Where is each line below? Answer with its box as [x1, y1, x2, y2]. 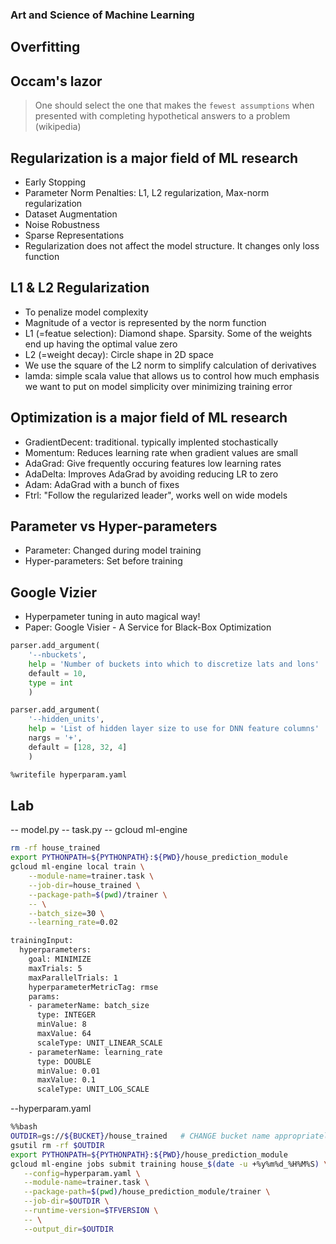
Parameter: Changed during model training [24, 544, 202, 557]
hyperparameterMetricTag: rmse [28, 982, 159, 992]
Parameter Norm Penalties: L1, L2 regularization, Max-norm [24, 186, 270, 198]
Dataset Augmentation [24, 208, 118, 220]
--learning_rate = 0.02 [28, 918, 118, 928]
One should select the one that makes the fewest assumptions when [34, 99, 315, 112]
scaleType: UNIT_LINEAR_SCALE [36, 1038, 163, 1048]
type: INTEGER [36, 1010, 97, 1020]
